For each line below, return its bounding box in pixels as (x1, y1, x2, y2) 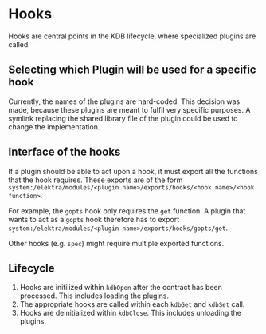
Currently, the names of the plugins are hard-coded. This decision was (8, 97, 241, 106)
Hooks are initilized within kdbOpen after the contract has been (19, 283, 223, 292)
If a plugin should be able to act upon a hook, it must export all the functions (8, 166, 259, 176)
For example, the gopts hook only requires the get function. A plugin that (8, 205, 246, 216)
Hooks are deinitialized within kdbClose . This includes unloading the (19, 308, 241, 318)
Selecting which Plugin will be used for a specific (8, 63, 256, 77)
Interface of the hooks (8, 145, 121, 159)
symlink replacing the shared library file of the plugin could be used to (8, 113, 238, 123)
